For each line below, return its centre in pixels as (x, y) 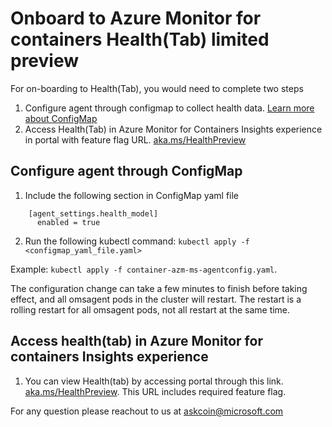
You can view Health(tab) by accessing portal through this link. (154, 381)
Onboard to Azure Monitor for (136, 18)
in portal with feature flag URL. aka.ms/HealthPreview (135, 139)
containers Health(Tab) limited (140, 39)
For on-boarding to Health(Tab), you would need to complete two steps (157, 88)
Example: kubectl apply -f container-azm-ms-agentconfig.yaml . (144, 269)
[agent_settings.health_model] (93, 213)
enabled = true (68, 222)
